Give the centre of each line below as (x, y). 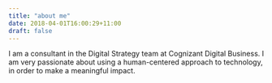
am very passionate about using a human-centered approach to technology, (136, 62)
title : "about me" (39, 16)
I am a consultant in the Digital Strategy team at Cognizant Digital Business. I (136, 54)
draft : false (30, 31)
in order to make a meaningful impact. (72, 71)
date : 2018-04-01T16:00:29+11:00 (65, 23)
